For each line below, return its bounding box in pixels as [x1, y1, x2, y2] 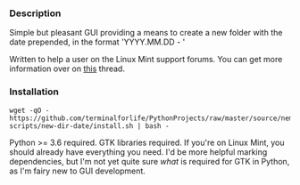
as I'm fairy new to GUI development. [9, 165, 146, 176]
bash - [145, 121, 170, 131]
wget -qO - [9, 106, 50, 115]
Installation [9, 85, 60, 98]
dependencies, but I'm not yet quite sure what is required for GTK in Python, [9, 156, 290, 166]
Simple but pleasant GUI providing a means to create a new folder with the [9, 28, 283, 38]
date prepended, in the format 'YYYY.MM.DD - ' [9, 36, 186, 47]
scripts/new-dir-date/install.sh [9, 121, 134, 131]
